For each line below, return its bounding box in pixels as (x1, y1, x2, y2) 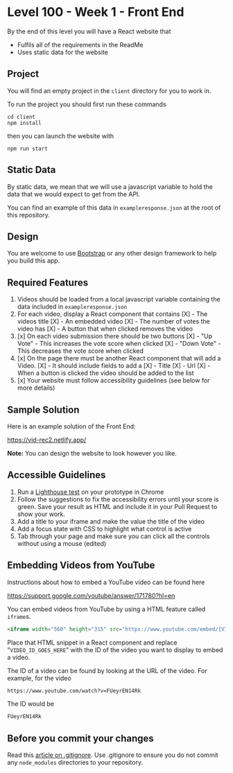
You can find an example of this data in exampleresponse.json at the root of (7, 203, 221, 212)
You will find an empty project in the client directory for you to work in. (7, 86, 212, 94)
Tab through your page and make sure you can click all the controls (17, 532, 210, 540)
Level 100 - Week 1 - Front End (7, 4, 184, 20)
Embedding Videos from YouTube (7, 560, 155, 572)
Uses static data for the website (17, 48, 109, 56)
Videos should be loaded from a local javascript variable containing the (17, 295, 221, 304)
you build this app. (7, 256, 60, 265)
